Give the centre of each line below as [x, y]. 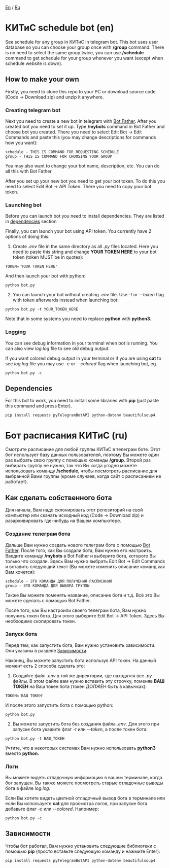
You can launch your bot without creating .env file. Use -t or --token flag [88, 295]
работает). [17, 482]
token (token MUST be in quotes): [48, 257]
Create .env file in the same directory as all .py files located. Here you [85, 247]
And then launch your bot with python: [45, 276]
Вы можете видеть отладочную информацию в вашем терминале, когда [84, 778]
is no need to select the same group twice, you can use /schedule [75, 52]
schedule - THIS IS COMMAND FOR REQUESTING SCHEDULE [62, 152]
